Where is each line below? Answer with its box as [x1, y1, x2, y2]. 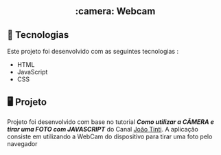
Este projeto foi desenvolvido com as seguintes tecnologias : [7, 48, 179, 56]
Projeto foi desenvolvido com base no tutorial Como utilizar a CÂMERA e [7, 118, 215, 126]
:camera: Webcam [75, 6, 156, 17]
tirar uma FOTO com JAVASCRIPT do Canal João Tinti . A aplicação [7, 125, 199, 134]
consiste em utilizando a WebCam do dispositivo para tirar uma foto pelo [7, 132, 213, 141]
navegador [7, 140, 38, 148]
